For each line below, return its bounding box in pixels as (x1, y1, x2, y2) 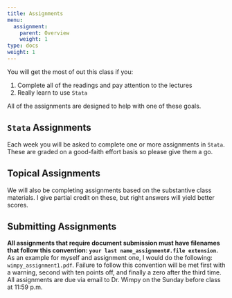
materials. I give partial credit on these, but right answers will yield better (7, 193, 215, 201)
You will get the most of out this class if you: (7, 67, 134, 76)
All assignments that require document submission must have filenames (7, 239, 220, 248)
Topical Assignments (7, 167, 100, 180)
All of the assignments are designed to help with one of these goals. (7, 102, 202, 110)
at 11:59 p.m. (7, 283, 43, 291)
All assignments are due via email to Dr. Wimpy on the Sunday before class (7, 276, 221, 284)
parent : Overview (19, 29, 70, 37)
